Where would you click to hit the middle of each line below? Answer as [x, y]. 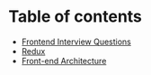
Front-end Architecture [64, 61]
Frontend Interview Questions [76, 42]
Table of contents [75, 17]
